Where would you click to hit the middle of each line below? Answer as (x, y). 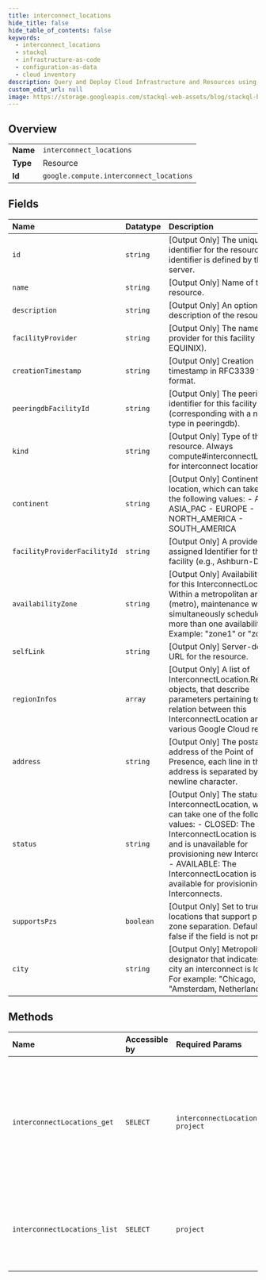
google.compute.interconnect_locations (118, 176)
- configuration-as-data (56, 67)
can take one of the (205, 814)
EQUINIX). (188, 348)
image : (19, 97)
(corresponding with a (210, 413)
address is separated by (214, 771)
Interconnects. (196, 894)
